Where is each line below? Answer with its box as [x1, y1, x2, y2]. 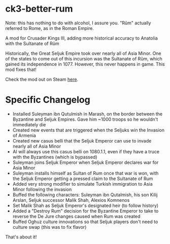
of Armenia [12, 132, 37, 138]
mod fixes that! [5, 66, 37, 73]
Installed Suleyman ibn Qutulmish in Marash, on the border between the [12, 111, 163, 117]
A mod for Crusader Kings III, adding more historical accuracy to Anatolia [5, 35, 158, 41]
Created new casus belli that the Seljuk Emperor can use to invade [12, 137, 152, 144]
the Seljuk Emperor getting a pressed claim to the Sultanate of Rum [12, 176, 153, 182]
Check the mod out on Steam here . [5, 76, 79, 82]
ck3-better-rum [5, 3, 73, 15]
